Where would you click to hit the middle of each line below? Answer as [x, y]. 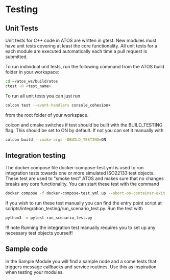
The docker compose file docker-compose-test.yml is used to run [75, 168]
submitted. [17, 57]
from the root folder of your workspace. [47, 115]
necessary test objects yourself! [39, 233]
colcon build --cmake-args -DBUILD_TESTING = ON [56, 139]
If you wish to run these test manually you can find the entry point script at [84, 203]
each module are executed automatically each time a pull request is [76, 51]
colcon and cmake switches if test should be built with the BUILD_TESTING [84, 125]
